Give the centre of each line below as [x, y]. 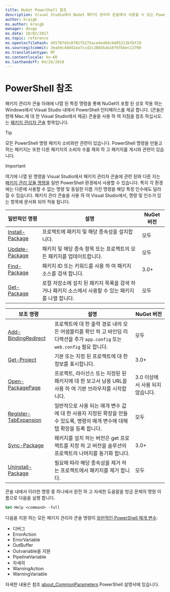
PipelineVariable [29, 557]
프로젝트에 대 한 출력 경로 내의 [88, 324]
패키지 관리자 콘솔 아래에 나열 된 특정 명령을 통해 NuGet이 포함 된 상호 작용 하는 [84, 103]
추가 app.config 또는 [98, 339]
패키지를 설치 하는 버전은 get [87, 438]
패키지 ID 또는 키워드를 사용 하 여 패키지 [87, 266]
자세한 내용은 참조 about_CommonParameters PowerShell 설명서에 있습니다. [82, 584]
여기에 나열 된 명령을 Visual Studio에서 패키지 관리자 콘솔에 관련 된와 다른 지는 [83, 177]
